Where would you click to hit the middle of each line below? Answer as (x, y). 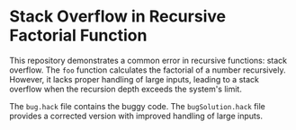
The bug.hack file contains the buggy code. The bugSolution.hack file (137, 106)
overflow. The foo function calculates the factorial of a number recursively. (148, 70)
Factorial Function (78, 35)
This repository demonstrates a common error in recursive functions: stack (148, 60)
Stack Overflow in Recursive (118, 17)
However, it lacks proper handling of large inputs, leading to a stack (134, 79)
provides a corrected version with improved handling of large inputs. (136, 116)
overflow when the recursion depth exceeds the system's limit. (126, 89)
